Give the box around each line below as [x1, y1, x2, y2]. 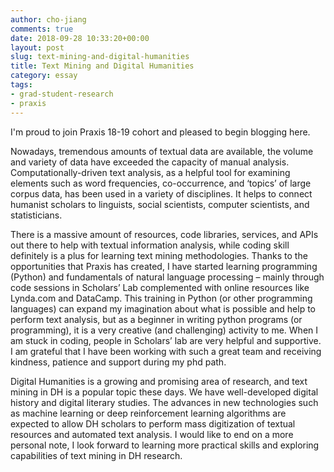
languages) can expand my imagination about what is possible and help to [10, 302, 317, 315]
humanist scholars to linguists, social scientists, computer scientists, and [10, 198, 310, 210]
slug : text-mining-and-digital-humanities [10, 52, 190, 62]
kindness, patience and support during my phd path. [10, 356, 227, 368]
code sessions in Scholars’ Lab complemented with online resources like [10, 281, 310, 293]
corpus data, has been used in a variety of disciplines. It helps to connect [10, 187, 313, 200]
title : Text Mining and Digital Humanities [10, 61, 195, 71]
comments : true [10, 24, 74, 34]
